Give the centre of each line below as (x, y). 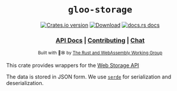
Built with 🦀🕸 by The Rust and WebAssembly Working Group (100, 53)
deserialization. (25, 83)
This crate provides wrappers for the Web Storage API (73, 66)
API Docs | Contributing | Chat (100, 40)
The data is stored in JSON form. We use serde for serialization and (89, 77)
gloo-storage (100, 10)
